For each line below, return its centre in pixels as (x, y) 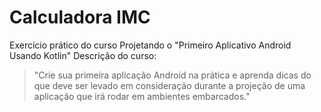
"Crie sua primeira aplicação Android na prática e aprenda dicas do (172, 75)
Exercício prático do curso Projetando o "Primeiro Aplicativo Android (150, 45)
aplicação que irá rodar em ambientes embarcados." (142, 96)
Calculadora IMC (80, 17)
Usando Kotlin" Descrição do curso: (83, 55)
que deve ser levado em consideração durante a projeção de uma (169, 85)
